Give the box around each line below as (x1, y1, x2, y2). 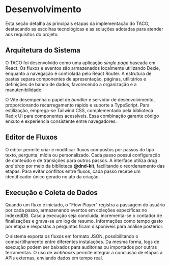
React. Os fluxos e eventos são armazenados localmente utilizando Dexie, (5, 65, 160, 71)
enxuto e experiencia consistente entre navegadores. (5, 118, 117, 124)
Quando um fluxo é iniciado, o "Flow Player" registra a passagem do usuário (5, 202, 165, 208)
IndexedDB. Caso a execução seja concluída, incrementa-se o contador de (5, 212, 162, 219)
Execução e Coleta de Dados (5, 188, 98, 197)
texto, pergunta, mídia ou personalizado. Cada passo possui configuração (5, 152, 160, 158)
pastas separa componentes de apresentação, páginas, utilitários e (5, 75, 147, 82)
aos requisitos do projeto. (5, 31, 59, 37)
